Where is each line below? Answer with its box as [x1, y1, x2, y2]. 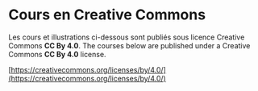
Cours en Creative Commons [8, 6, 206, 24]
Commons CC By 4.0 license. [8, 49, 106, 59]
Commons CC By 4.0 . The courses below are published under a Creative [8, 40, 251, 50]
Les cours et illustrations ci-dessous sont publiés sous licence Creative [8, 32, 245, 42]
